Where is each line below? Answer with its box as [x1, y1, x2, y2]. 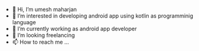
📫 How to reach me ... [12, 38, 69, 46]
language [12, 19, 36, 25]
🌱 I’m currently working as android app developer [12, 25, 137, 32]
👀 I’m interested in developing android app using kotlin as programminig [12, 12, 193, 19]
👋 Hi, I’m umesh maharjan [12, 6, 77, 13]
